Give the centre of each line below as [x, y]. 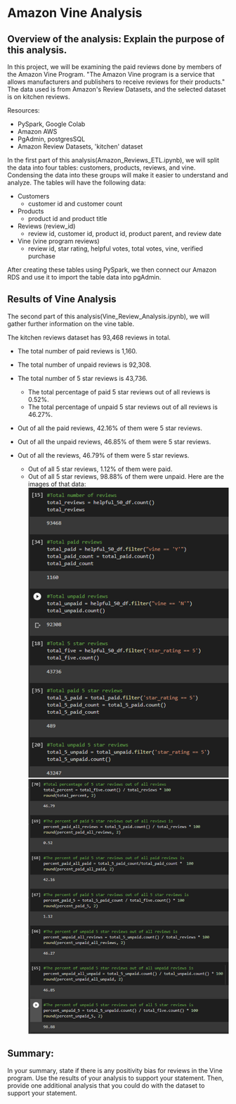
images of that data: [57, 484]
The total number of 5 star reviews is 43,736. [82, 378]
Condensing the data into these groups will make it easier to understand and [118, 175]
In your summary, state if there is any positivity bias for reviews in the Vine [115, 1070]
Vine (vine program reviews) [58, 241]
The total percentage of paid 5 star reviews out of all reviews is [119, 391]
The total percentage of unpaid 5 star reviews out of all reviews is [123, 407]
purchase [42, 256]
